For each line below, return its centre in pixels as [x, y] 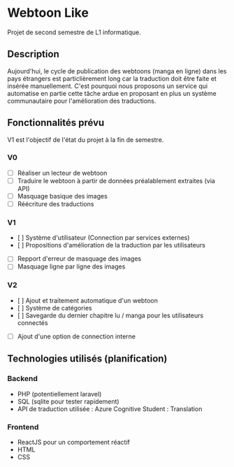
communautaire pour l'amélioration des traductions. [82, 101]
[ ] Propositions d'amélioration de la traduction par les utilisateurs [111, 245]
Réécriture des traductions [56, 204]
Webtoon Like [48, 13]
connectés [32, 322]
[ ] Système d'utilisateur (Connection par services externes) [103, 238]
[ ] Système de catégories [54, 308]
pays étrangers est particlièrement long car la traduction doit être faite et [112, 78]
